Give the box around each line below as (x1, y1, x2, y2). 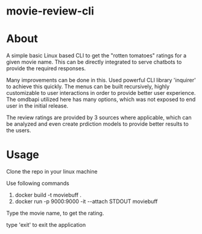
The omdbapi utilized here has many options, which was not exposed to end (6, 96, 196, 103)
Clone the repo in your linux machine (6, 168, 98, 175)
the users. (6, 127, 31, 134)
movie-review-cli (6, 4, 95, 18)
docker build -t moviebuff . (14, 192, 82, 199)
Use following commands (6, 180, 69, 187)
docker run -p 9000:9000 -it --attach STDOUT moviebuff (14, 198, 158, 205)
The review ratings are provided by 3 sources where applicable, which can (6, 114, 192, 122)
